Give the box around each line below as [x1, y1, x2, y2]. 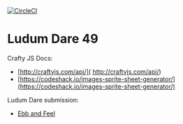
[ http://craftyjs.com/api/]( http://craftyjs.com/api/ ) [17, 67, 162, 76]
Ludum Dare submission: [7, 95, 79, 104]
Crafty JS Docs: [7, 54, 53, 62]
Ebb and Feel [17, 109, 56, 118]
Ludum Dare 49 [7, 31, 99, 47]
